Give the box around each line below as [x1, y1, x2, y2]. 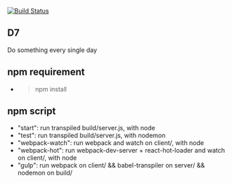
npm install [34, 84, 67, 93]
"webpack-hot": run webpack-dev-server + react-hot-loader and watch [17, 146, 225, 155]
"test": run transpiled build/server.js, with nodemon [17, 131, 166, 140]
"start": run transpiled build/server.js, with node [17, 124, 156, 132]
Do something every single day [7, 46, 97, 54]
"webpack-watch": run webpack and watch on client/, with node [17, 139, 205, 147]
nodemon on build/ [17, 169, 72, 177]
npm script [7, 106, 56, 118]
